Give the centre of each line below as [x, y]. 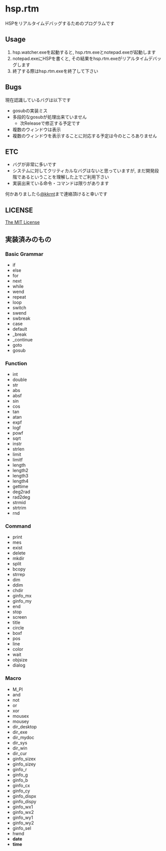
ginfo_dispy [24, 801]
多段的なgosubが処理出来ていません [49, 117]
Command [18, 526]
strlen [18, 449]
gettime [20, 487]
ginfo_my [22, 601]
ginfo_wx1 [23, 807]
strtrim [19, 508]
